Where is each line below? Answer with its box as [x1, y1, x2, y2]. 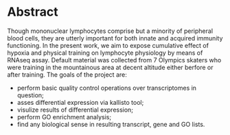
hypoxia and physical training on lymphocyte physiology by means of [7, 49, 203, 57]
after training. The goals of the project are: [7, 70, 127, 79]
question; [16, 90, 45, 99]
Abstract [7, 4, 58, 20]
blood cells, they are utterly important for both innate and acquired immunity [7, 34, 223, 42]
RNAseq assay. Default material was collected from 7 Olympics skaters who [7, 56, 222, 64]
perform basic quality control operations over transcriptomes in [16, 84, 197, 92]
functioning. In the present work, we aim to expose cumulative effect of [7, 41, 209, 49]
